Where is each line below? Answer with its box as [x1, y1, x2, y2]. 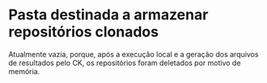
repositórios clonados [8, 23, 159, 41]
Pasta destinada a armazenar [8, 6, 209, 24]
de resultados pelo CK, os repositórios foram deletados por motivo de [8, 58, 241, 68]
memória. [8, 66, 40, 76]
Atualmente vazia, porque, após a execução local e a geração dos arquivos [8, 49, 259, 59]
